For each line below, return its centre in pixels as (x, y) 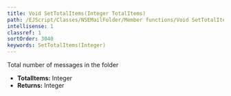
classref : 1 (24, 33)
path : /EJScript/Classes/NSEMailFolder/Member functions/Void (98, 20)
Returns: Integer (41, 85)
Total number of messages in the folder (63, 65)
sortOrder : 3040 (30, 39)
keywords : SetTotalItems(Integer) (57, 45)
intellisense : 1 (30, 26)
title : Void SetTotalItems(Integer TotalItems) (77, 13)
